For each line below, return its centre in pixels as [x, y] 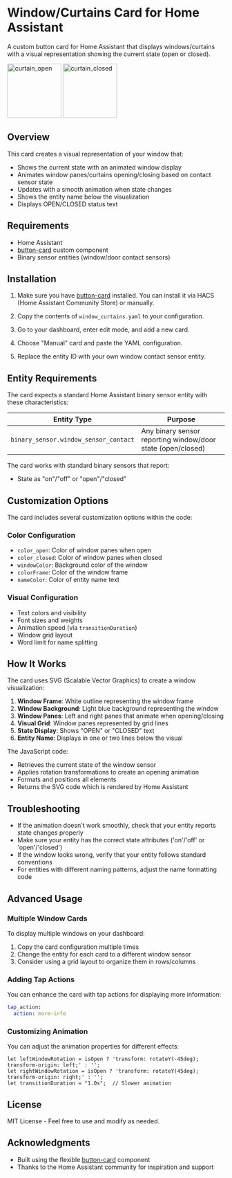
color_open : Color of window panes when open [84, 550]
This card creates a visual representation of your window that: [96, 154]
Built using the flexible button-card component [84, 1159]
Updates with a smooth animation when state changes [95, 189]
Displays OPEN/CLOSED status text [67, 204]
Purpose [181, 419]
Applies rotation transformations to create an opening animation [108, 772]
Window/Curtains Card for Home [104, 13]
